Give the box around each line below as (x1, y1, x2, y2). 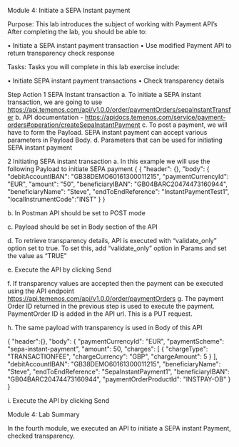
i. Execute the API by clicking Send (7, 396, 110, 405)
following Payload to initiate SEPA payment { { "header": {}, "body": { (7, 165, 210, 173)
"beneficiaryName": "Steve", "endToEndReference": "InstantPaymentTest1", (7, 187, 230, 195)
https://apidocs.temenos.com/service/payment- (84, 113, 226, 121)
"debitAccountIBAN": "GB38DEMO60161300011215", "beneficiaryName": (7, 360, 221, 368)
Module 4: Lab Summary (7, 410, 80, 418)
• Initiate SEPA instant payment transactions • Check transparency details (7, 76, 225, 85)
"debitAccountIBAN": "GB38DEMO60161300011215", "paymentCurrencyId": (7, 173, 229, 180)
